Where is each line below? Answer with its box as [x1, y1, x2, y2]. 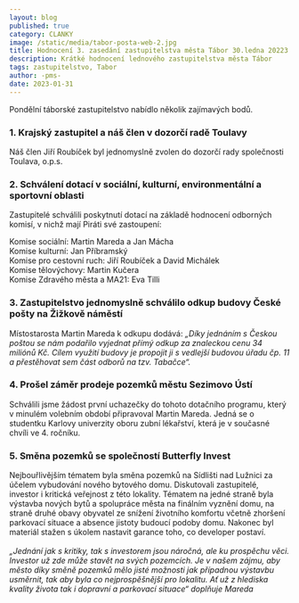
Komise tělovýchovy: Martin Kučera [9, 265, 140, 276]
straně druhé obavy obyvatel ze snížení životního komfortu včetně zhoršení [9, 508, 286, 518]
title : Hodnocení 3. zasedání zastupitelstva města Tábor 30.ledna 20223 [9, 46, 289, 55]
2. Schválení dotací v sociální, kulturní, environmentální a [9, 178, 263, 190]
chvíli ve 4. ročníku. [9, 427, 81, 438]
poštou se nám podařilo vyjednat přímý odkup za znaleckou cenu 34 [9, 337, 263, 348]
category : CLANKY [9, 29, 74, 38]
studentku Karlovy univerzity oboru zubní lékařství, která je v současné [9, 417, 270, 428]
